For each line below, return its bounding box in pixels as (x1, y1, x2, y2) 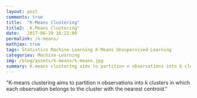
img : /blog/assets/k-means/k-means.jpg (6, 58, 104, 63)
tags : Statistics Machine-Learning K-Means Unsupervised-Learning (6, 47, 172, 53)
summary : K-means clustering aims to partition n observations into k (6, 63, 182, 69)
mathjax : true (6, 42, 41, 48)
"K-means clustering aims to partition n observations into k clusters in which (6, 79, 191, 86)
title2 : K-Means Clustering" (6, 25, 80, 31)
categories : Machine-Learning (6, 52, 80, 58)
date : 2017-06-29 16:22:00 (6, 31, 77, 36)
